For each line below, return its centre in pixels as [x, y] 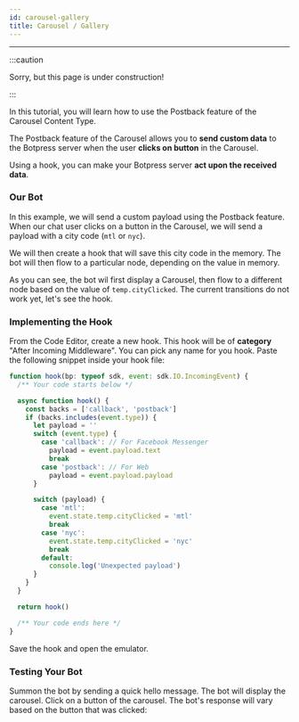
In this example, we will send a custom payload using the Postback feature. [147, 217]
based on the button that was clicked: [78, 710]
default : [57, 558]
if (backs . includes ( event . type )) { [91, 417]
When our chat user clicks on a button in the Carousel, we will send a [136, 226]
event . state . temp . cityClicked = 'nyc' [121, 541]
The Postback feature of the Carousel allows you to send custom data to [143, 138]
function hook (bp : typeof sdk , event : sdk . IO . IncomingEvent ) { [129, 377]
